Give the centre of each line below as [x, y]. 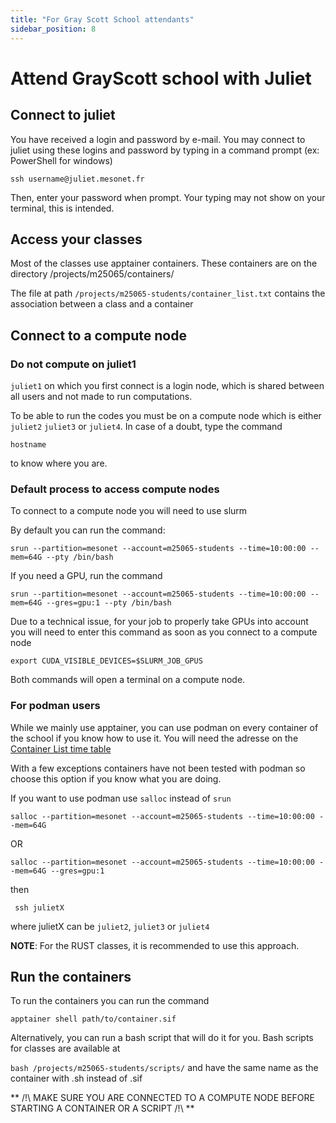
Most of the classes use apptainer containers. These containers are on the [164, 263]
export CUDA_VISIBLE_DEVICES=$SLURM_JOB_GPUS [106, 661]
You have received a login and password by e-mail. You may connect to [158, 139]
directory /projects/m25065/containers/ [92, 274]
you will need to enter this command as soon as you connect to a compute [164, 632]
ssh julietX [39, 907]
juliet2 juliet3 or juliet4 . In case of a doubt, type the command [146, 426]
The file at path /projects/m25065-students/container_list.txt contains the [168, 293]
